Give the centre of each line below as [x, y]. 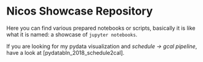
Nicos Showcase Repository [80, 11]
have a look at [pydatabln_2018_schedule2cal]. [65, 52]
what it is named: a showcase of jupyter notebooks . [72, 34]
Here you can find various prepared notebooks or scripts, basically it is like [101, 28]
